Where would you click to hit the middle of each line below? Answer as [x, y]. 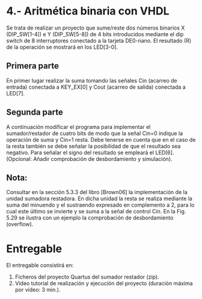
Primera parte [32, 66]
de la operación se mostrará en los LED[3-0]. [62, 47]
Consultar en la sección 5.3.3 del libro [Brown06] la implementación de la [97, 192]
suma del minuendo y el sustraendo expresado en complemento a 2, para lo [100, 205]
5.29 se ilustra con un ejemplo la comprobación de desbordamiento [90, 218]
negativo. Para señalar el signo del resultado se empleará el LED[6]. [90, 153]
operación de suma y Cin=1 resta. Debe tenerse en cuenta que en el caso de [101, 139]
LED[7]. [16, 93]
